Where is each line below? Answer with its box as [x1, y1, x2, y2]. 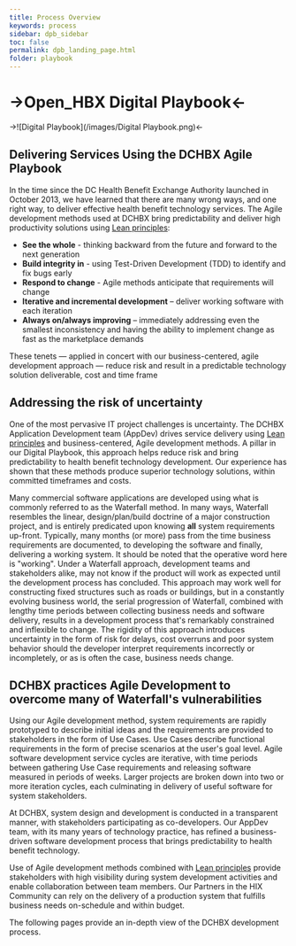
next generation [21, 249, 80, 260]
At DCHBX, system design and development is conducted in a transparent [9, 808, 278, 818]
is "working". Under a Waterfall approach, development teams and [9, 558, 250, 569]
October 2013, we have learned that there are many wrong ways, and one [9, 194, 277, 205]
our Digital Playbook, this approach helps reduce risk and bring [9, 446, 239, 457]
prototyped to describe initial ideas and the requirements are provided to [9, 725, 274, 735]
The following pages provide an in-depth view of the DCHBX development [9, 918, 279, 928]
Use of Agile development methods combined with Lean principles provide [9, 863, 281, 873]
